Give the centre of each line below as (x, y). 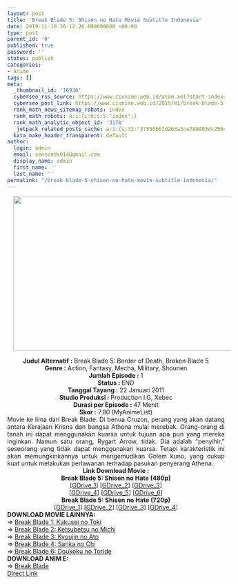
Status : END (116, 383)
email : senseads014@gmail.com (57, 155)
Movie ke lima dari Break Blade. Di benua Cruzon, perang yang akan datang (116, 420)
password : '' (26, 52)
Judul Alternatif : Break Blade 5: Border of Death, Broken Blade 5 (116, 361)
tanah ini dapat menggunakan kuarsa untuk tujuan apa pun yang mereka (116, 434)
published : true (30, 46)
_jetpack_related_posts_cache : (58, 129)
